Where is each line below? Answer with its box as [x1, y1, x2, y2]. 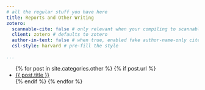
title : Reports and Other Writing [6, 15, 95, 21]
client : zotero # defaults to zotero [12, 32, 108, 38]
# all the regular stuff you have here [6, 9, 108, 15]
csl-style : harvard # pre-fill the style [12, 43, 119, 49]
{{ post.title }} [15, 71, 50, 78]
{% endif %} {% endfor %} [15, 77, 83, 85]
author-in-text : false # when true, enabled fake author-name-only [12, 37, 187, 43]
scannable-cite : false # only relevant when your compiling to [12, 26, 176, 32]
